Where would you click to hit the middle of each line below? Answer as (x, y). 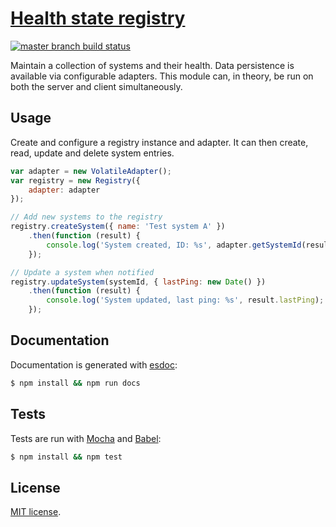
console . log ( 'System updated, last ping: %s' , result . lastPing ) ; (185, 300)
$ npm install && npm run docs (75, 383)
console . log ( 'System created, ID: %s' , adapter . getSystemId (174, 245)
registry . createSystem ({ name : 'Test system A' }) (118, 227)
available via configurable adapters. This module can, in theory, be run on (162, 76)
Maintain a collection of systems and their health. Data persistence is (152, 65)
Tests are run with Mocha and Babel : (86, 438)
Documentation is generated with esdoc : (94, 364)
